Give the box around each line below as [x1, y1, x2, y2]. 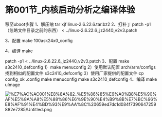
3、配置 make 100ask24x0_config [5, 37, 73, 44]
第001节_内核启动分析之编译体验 [5, 4, 135, 15]
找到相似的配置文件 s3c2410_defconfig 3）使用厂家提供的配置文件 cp [5, 70, 144, 76]
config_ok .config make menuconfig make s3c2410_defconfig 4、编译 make [5, 76, 157, 82]
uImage [5, 82, 20, 88]
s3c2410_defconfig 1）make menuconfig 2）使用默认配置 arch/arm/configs [5, 64, 156, 70]
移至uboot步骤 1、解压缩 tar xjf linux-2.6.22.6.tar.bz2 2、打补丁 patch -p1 [5, 21, 151, 27]
